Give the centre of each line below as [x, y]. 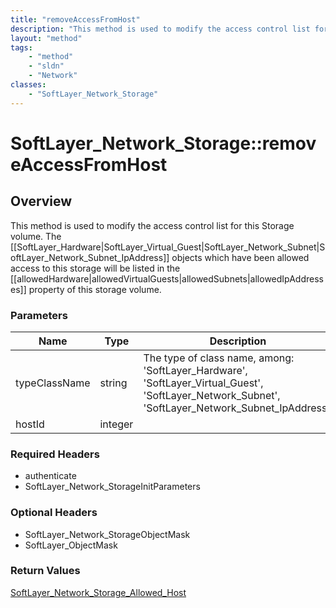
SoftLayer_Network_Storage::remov [163, 143]
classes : [28, 85]
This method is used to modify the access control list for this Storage [152, 225]
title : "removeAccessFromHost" [75, 19]
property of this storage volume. [95, 289]
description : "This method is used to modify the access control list [160, 29]
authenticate [50, 476]
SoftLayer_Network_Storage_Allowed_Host [98, 592]
